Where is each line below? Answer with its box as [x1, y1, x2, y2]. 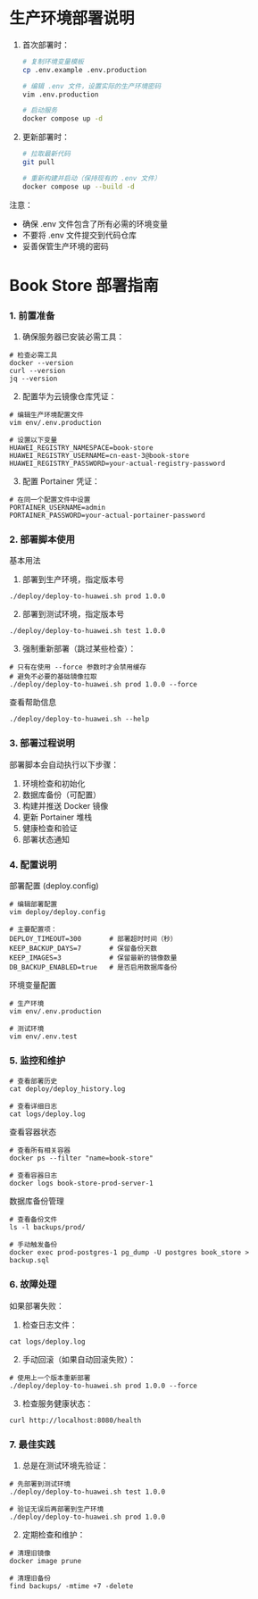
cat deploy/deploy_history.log [9, 1085, 126, 1094]
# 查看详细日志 [9, 1102, 58, 1112]
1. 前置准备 [9, 309, 55, 321]
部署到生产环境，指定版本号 [21, 574, 125, 585]
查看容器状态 [9, 1127, 56, 1137]
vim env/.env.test [9, 1032, 78, 1041]
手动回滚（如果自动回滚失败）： [21, 1353, 137, 1364]
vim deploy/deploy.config [9, 908, 105, 917]
